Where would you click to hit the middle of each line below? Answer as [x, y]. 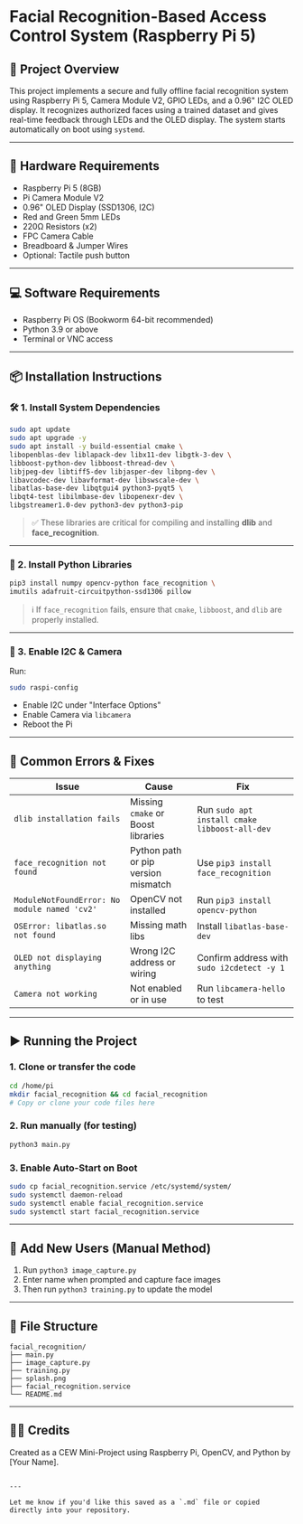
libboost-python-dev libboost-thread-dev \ [92, 463]
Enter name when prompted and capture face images [121, 1280]
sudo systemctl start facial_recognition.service [105, 1212]
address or [153, 963]
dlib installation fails [67, 819]
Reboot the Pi [47, 724]
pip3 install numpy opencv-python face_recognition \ [113, 583]
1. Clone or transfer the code [73, 1067]
